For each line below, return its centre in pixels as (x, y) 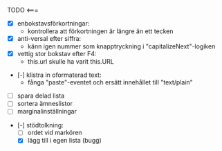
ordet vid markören (55, 133)
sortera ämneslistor (45, 104)
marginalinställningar (47, 112)
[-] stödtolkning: (40, 125)
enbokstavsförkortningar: (53, 23)
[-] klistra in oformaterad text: (59, 75)
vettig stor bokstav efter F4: (57, 54)
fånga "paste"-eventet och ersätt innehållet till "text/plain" (110, 82)
